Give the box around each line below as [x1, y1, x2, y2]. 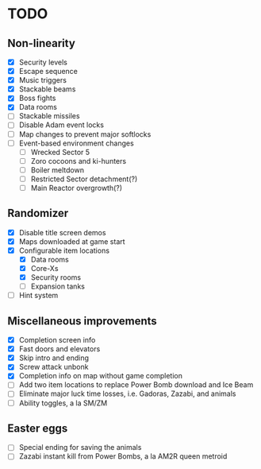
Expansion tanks [30, 281, 85, 291]
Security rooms [30, 273, 81, 282]
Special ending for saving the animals [18, 443, 142, 452]
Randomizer [7, 207, 69, 220]
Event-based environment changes [18, 138, 134, 148]
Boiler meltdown [30, 165, 85, 175]
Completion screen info [18, 335, 96, 345]
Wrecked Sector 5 [30, 147, 90, 157]
